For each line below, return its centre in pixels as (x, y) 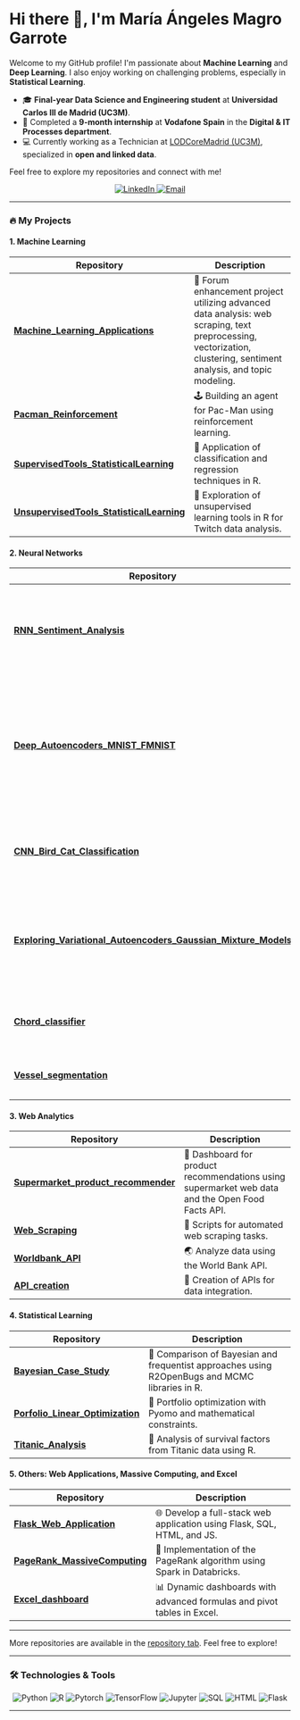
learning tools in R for (238, 518)
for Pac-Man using (233, 411)
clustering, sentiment (238, 359)
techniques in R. (227, 480)
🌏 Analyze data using (230, 1251)
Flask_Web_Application (65, 1524)
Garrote (38, 38)
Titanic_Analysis (50, 1444)
